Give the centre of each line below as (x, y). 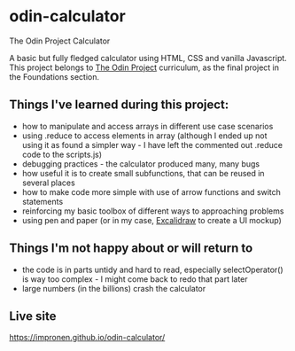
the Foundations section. (54, 76)
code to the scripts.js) (62, 154)
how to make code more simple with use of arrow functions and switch (151, 191)
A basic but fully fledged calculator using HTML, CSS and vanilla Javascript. (148, 58)
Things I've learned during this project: (119, 105)
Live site (33, 316)
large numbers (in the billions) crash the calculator (114, 288)
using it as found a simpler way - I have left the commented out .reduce (152, 144)
